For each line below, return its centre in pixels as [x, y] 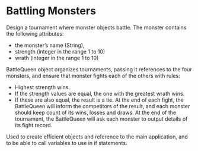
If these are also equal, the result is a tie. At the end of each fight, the [99, 100]
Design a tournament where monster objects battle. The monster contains [96, 27]
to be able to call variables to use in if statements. [67, 143]
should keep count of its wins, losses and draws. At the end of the [95, 112]
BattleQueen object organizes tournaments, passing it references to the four [99, 69]
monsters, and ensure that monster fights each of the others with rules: [93, 75]
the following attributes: [35, 33]
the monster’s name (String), [49, 45]
